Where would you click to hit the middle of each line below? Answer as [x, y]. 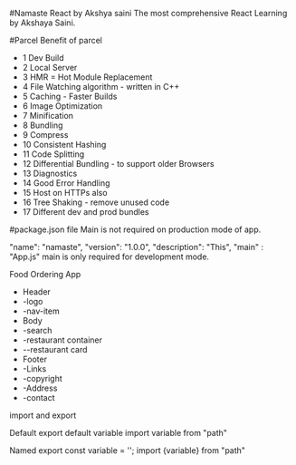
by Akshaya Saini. [43, 23]
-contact [38, 397]
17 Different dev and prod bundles [86, 212]
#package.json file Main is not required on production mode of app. [135, 229]
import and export [43, 415]
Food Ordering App [45, 274]
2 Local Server [50, 68]
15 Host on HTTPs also [65, 193]
